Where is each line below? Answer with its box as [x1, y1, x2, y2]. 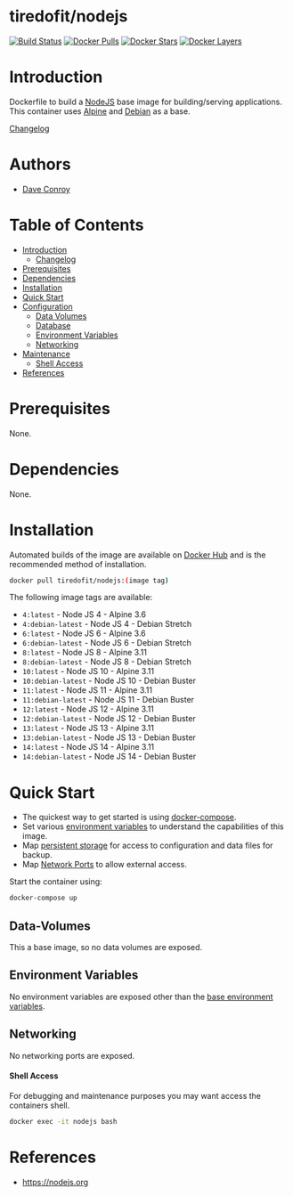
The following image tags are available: [9, 592, 153, 603]
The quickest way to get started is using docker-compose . [21, 812, 237, 823]
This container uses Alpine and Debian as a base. [9, 105, 191, 117]
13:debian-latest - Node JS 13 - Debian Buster [21, 732, 196, 743]
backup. [21, 850, 53, 860]
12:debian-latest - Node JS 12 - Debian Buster [21, 713, 196, 724]
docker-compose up [9, 893, 77, 903]
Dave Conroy [21, 183, 71, 194]
